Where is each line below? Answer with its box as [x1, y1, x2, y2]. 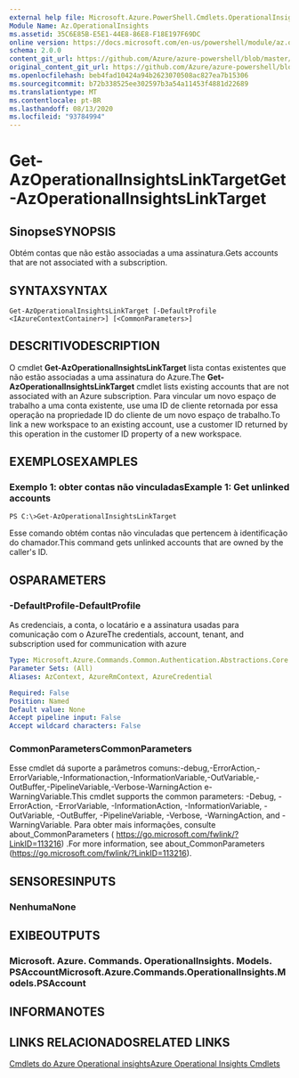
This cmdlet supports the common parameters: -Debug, [71, 791, 277, 802]
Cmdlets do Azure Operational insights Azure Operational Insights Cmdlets [9, 1058, 280, 1069]
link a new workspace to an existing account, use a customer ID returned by [9, 419, 288, 429]
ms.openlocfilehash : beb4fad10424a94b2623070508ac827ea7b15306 [9, 71, 249, 80]
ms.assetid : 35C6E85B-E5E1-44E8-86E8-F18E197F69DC [9, 29, 201, 38]
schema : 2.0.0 [9, 46, 62, 55]
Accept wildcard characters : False [9, 722, 141, 731]
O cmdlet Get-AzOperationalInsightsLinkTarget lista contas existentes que [9, 362, 287, 372]
